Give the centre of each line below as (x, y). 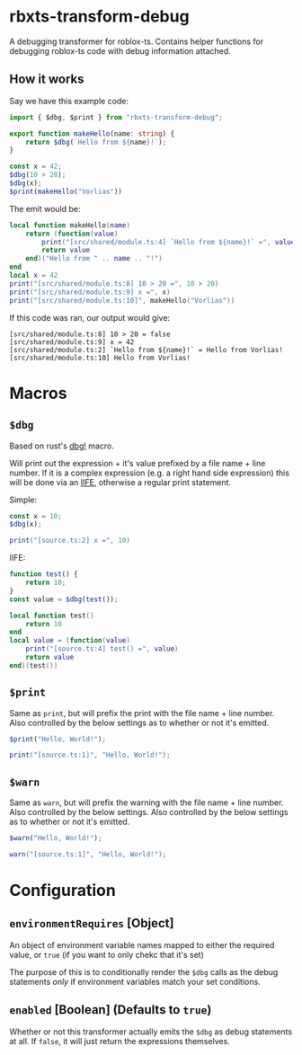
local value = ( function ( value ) (70, 641)
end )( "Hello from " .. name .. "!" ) (94, 259)
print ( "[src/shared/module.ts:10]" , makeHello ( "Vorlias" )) (122, 300)
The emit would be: (45, 208)
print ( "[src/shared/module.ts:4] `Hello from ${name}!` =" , (156, 242)
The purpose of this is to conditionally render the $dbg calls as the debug (144, 971)
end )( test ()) (34, 665)
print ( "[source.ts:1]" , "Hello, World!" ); (90, 755)
